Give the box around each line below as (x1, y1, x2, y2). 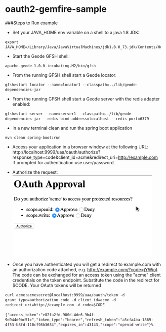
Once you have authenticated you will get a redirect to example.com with (12, 261, 161, 267)
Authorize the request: (12, 169, 58, 175)
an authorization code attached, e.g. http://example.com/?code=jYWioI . (12, 266, 159, 273)
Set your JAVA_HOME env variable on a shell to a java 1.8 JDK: (12, 29, 140, 35)
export (5, 40, 19, 45)
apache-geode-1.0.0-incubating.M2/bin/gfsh (5, 63, 96, 68)
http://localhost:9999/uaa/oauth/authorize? (12, 149, 101, 155)
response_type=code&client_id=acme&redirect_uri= (12, 154, 119, 160)
